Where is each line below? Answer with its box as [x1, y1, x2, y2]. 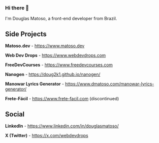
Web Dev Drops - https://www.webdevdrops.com [5, 53, 106, 58]
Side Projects [5, 29, 47, 38]
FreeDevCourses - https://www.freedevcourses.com [5, 62, 113, 68]
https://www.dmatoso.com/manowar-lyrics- [64, 81, 154, 87]
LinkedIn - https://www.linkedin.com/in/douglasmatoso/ [5, 123, 119, 129]
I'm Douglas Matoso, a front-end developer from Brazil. [5, 16, 117, 22]
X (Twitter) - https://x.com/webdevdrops [5, 132, 89, 138]
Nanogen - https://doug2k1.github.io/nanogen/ [5, 71, 101, 78]
